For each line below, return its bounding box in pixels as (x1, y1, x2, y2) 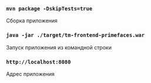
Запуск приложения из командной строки (6, 44, 112, 51)
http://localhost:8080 (6, 58, 71, 65)
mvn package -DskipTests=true (6, 5, 93, 12)
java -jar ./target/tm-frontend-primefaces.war (6, 32, 145, 39)
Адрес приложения (6, 70, 55, 77)
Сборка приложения (6, 17, 58, 24)
